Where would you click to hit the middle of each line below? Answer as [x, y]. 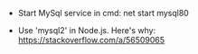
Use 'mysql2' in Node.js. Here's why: [87, 30]
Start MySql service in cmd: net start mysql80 [104, 13]
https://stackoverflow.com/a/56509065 [91, 40]
